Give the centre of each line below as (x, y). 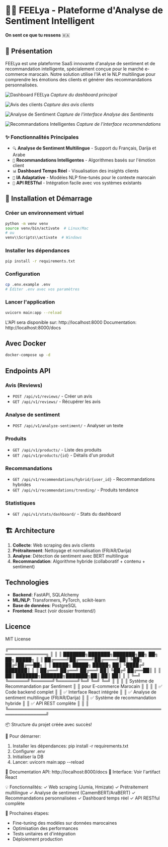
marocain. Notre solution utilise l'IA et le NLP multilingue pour (92, 74)
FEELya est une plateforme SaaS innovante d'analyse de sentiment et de (80, 63)
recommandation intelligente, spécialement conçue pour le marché (75, 69)
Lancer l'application (30, 302)
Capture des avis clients (69, 104)
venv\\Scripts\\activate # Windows (44, 238)
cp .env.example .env (28, 284)
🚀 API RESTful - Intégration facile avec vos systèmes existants (77, 183)
